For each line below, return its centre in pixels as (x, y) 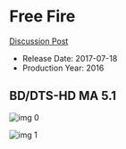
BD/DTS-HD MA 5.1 (63, 96)
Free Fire (42, 17)
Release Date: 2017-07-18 (70, 58)
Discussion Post (39, 41)
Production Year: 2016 (63, 68)
